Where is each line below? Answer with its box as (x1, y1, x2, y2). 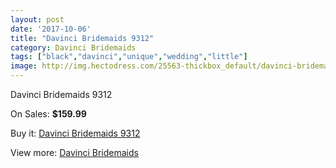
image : (10, 61, 38, 71)
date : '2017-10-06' (10, 24, 92, 34)
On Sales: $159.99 (10, 108, 87, 120)
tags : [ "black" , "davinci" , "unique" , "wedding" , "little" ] (10, 52, 248, 62)
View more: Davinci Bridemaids (10, 147, 139, 158)
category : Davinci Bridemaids (10, 42, 137, 53)
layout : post (10, 14, 65, 25)
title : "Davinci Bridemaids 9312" (10, 33, 155, 43)
